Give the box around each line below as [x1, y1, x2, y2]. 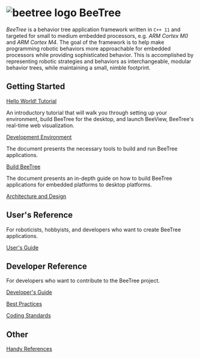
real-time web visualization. [6, 122, 75, 129]
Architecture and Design [6, 192, 67, 200]
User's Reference [6, 210, 73, 220]
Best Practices [6, 300, 42, 308]
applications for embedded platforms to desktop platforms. [6, 180, 152, 188]
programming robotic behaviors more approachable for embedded [6, 45, 171, 52]
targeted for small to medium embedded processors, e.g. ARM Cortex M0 [6, 32, 188, 39]
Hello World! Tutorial [6, 97, 57, 104]
